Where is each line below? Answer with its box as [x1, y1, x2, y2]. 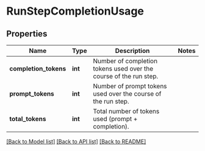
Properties [6, 29, 48, 39]
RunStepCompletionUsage [6, 4, 145, 18]
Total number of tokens [93, 107, 160, 115]
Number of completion [93, 57, 157, 65]
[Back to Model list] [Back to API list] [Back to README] [6, 138, 146, 145]
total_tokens [9, 114, 46, 123]
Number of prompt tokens [93, 82, 167, 90]
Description [115, 47, 150, 55]
